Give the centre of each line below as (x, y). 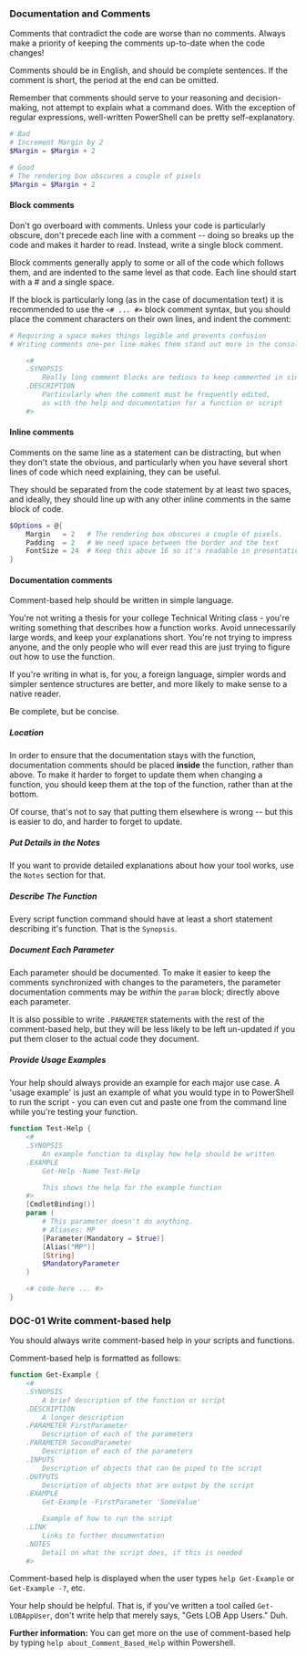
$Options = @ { (36, 526)
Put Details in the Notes (55, 842)
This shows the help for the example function (132, 1188)
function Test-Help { (51, 1129)
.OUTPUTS (42, 1476)
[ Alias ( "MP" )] (69, 1247)
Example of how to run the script (107, 1519)
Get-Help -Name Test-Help (92, 1171)
